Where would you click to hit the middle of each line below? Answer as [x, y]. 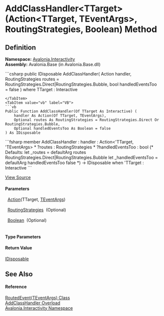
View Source [18, 177]
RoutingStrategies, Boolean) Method [81, 29]
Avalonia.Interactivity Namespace [39, 308]
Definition [20, 47]
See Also [19, 274]
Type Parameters [23, 237]
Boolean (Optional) [27, 220]
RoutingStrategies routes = [32, 79]
